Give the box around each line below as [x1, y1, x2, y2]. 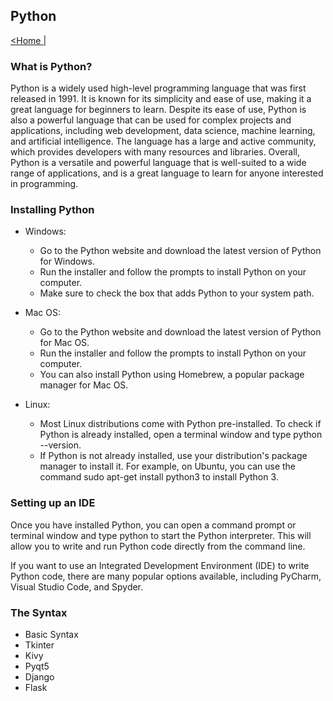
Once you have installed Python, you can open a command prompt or [10, 519, 297, 531]
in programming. [10, 178, 79, 190]
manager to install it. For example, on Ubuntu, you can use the [39, 460, 296, 473]
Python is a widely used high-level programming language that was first [10, 82, 307, 94]
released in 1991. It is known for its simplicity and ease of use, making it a [10, 93, 312, 105]
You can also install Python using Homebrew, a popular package [39, 369, 305, 381]
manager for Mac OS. [39, 379, 129, 391]
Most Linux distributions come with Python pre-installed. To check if [39, 418, 322, 430]
